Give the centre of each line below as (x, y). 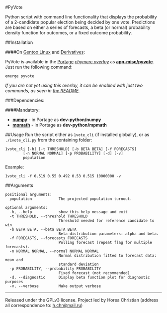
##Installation (19, 42)
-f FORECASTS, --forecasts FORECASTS (49, 238)
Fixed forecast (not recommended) (94, 273)
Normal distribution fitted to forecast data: (107, 256)
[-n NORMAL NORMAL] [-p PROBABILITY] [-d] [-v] (73, 154)
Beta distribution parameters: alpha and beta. (109, 234)
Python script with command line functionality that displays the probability (81, 17)
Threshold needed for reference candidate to (106, 221)
